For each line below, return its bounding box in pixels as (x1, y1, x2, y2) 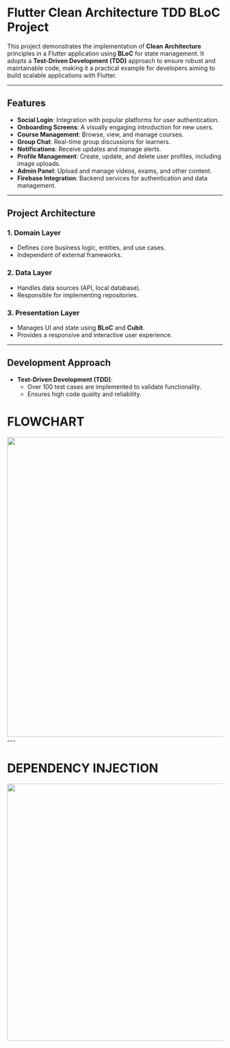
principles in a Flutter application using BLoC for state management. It (7, 49, 205, 58)
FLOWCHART (7, 414, 85, 430)
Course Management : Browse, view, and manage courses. (16, 130, 184, 138)
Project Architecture (7, 208, 96, 219)
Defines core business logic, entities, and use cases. (16, 243, 166, 252)
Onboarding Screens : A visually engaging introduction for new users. (16, 123, 214, 131)
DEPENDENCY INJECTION (7, 760, 159, 776)
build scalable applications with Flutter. (7, 71, 117, 80)
